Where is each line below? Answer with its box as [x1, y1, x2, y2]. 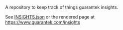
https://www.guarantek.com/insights [5, 19, 81, 25]
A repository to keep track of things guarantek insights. [5, 4, 119, 10]
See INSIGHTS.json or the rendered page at [5, 14, 95, 19]
